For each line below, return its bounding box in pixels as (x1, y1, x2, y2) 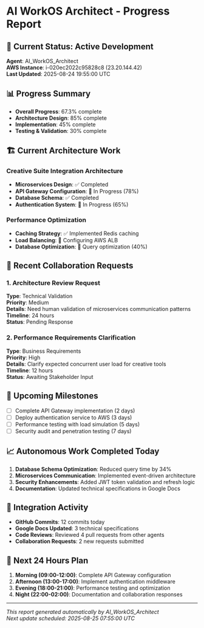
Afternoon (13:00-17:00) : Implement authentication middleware (15, 578, 176, 585)
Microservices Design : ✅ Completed (15, 180, 109, 188)
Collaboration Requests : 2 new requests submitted (15, 538, 144, 545)
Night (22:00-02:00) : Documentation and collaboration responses (15, 591, 183, 598)
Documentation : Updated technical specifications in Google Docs (15, 485, 181, 492)
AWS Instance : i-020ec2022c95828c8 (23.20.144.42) (6, 64, 143, 71)
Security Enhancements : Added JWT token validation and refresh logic (15, 478, 195, 485)
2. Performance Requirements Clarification (6, 333, 136, 342)
